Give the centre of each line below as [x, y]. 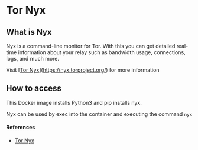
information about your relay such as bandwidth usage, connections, [102, 52]
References [21, 128]
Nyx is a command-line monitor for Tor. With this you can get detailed [91, 46]
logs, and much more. [33, 59]
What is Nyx [29, 32]
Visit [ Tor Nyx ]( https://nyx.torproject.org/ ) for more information [83, 70]
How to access [34, 89]
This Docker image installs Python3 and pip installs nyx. [74, 102]
